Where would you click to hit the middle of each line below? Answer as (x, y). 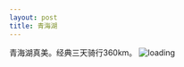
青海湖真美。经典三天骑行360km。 (73, 52)
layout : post (33, 17)
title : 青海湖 (33, 26)
